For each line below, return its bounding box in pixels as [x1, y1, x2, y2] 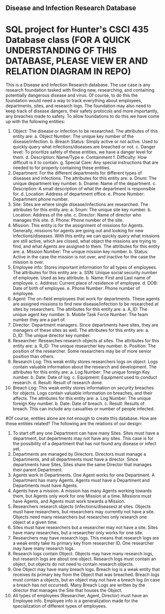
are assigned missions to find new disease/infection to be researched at [12, 301, 159, 307]
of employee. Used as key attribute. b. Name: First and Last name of [12, 275, 151, 281]
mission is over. [12, 259, 45, 265]
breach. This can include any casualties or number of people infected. [12, 406, 155, 412]
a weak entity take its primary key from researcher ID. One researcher [12, 540, 154, 546]
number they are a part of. [12, 317, 66, 323]
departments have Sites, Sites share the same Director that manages [12, 462, 152, 468]
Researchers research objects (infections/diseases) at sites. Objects [12, 504, 151, 509]
